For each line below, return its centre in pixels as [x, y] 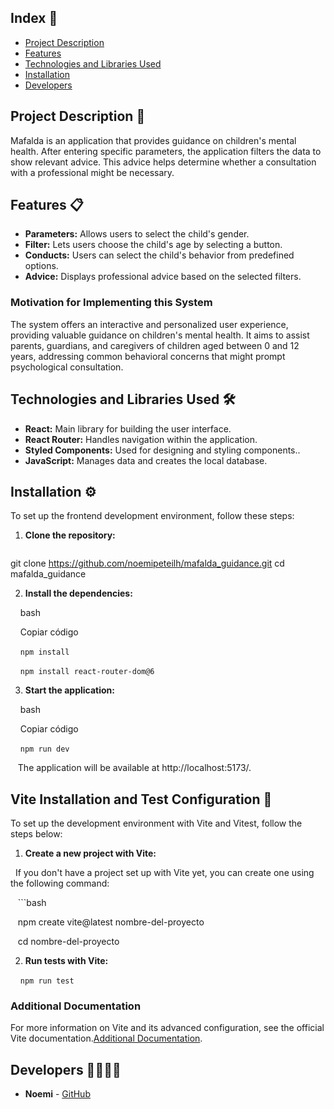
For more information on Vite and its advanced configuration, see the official [167, 1028]
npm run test [47, 981]
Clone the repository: [70, 535]
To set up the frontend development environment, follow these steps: [152, 516]
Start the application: [70, 690]
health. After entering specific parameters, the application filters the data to [166, 151]
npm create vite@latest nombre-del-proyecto [111, 922]
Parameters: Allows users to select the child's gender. [137, 234]
